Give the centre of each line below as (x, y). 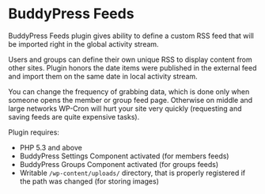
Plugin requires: (34, 132)
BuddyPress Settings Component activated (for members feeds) (124, 156)
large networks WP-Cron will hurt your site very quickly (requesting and (125, 108)
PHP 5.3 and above (51, 147)
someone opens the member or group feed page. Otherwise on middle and (131, 100)
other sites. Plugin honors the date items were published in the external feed (132, 67)
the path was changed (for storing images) (89, 181)
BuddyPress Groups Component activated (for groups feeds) (119, 164)
